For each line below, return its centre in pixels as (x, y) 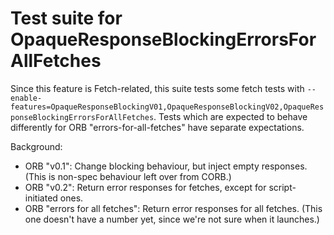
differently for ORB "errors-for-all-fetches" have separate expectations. (157, 127)
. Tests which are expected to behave (230, 116)
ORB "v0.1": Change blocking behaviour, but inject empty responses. (166, 166)
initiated (41, 198)
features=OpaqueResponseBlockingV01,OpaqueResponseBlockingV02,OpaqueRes (167, 107)
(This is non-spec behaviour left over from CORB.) (128, 176)
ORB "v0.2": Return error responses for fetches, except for (145, 187)
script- (282, 187)
